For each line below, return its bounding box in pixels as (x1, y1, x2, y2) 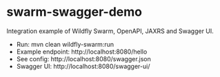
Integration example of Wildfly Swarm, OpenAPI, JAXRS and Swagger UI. (6, 27, 214, 35)
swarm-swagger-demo (6, 4, 143, 20)
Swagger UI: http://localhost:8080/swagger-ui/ (16, 62, 150, 70)
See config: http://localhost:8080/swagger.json (16, 54, 151, 63)
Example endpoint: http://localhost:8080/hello (16, 47, 148, 56)
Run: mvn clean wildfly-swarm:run (16, 40, 114, 48)
